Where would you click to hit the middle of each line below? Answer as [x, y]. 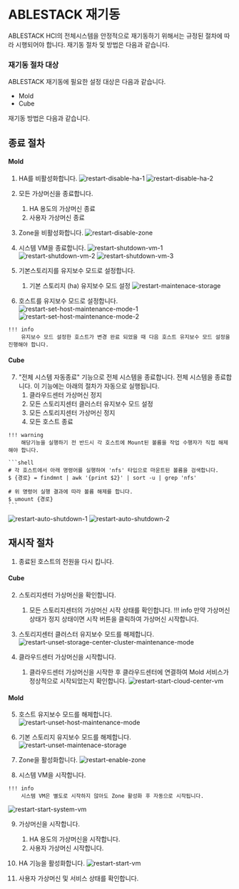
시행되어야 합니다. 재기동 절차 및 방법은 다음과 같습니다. [92, 44]
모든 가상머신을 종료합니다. [56, 193]
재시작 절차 [31, 543]
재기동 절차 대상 [34, 65]
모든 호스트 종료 [51, 422]
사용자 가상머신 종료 [57, 217]
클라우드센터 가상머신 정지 [66, 395]
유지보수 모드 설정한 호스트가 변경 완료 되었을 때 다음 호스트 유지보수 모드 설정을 [126, 337]
